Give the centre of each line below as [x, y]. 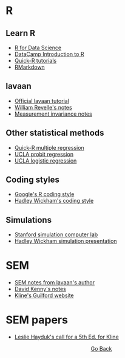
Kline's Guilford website [44, 295]
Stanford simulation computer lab [56, 234]
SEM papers [37, 320]
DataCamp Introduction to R [49, 54]
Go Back [101, 349]
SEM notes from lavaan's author [55, 283]
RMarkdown [29, 67]
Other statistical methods [55, 133]
